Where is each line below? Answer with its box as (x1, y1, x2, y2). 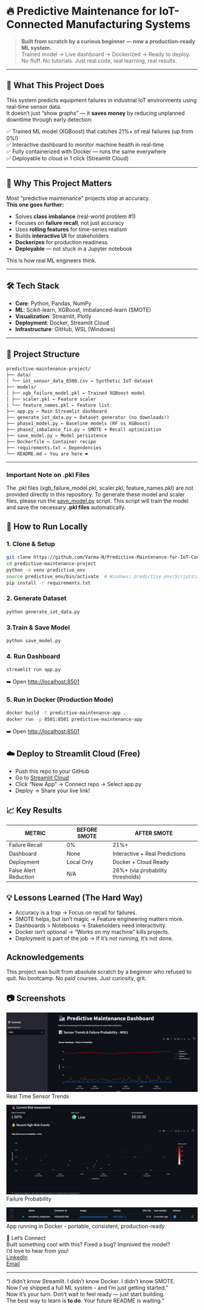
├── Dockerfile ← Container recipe (6, 439, 97, 445)
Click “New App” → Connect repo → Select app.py (15, 780, 141, 787)
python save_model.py (6, 638, 61, 644)
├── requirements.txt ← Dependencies (6, 445, 102, 451)
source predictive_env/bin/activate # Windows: (6, 573, 132, 580)
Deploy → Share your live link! (15, 787, 90, 794)
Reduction (8, 873, 35, 880)
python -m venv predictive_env (6, 567, 86, 573)
